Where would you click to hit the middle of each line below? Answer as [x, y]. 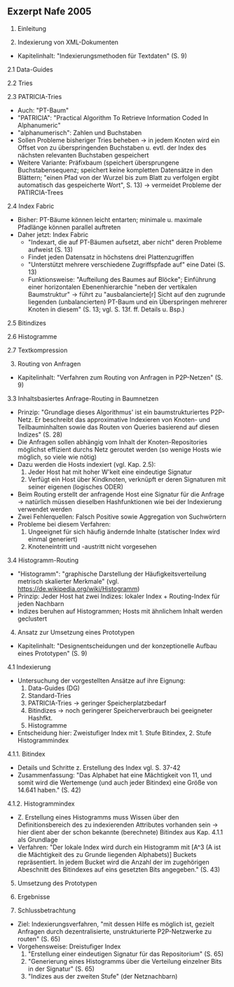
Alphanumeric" [39, 125]
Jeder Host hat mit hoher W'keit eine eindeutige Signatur [110, 472]
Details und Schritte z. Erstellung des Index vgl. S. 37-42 [99, 767]
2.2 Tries [20, 83]
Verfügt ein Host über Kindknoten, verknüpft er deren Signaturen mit [127, 479]
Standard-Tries [49, 695]
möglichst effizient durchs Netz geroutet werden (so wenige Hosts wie [119, 449]
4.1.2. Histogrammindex [41, 804]
